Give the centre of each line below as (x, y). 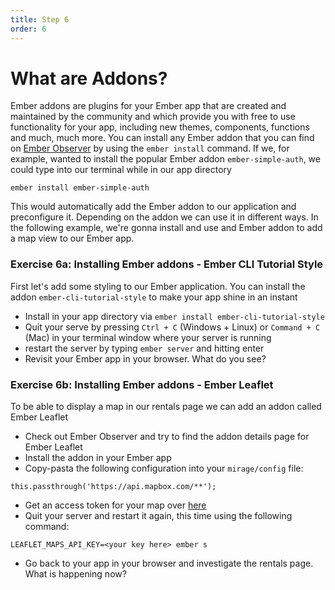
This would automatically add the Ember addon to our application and (153, 207)
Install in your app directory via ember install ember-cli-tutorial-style (174, 316)
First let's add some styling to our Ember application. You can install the (158, 286)
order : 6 (28, 29)
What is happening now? (75, 574)
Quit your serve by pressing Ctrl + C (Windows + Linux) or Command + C (172, 327)
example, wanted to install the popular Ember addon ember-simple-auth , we (165, 159)
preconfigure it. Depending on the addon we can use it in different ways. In (164, 217)
